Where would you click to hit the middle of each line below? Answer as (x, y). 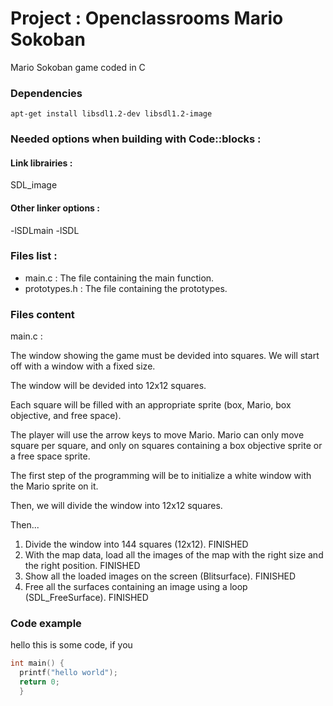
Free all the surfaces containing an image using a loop (136, 587)
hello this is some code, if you (71, 645)
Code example (46, 624)
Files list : (34, 256)
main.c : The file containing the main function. (119, 278)
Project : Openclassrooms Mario (147, 18)
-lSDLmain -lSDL (45, 230)
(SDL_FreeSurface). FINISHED (86, 598)
